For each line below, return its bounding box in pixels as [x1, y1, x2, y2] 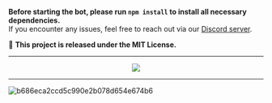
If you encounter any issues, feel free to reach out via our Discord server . [8, 24, 253, 33]
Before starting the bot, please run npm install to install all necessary [8, 7, 247, 16]
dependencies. [8, 15, 61, 25]
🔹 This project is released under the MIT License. [8, 40, 176, 49]
